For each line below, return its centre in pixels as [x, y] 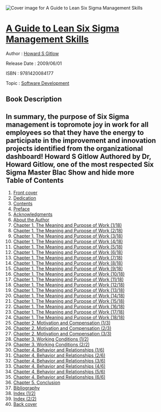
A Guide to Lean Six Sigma [62, 29]
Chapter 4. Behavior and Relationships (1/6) [59, 350]
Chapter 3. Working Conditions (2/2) [51, 345]
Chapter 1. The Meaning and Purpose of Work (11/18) [68, 280]
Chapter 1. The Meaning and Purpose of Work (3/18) [68, 236]
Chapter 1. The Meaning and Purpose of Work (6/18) [68, 252]
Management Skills [47, 40]
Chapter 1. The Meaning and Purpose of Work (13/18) [69, 290]
